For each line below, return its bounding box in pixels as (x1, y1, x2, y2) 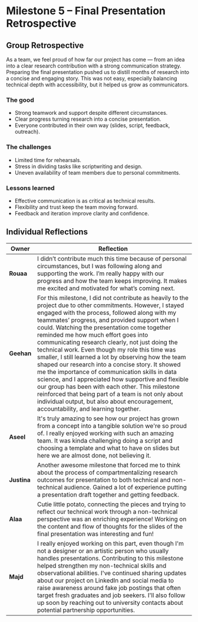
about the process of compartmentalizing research (37, 468, 178, 476)
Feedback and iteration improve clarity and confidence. (14, 210, 149, 217)
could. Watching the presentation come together (37, 323, 171, 331)
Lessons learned (6, 183, 55, 192)
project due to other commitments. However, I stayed (37, 301, 184, 309)
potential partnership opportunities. (37, 605, 136, 614)
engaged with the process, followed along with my (37, 308, 177, 317)
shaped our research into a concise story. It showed (37, 360, 181, 368)
